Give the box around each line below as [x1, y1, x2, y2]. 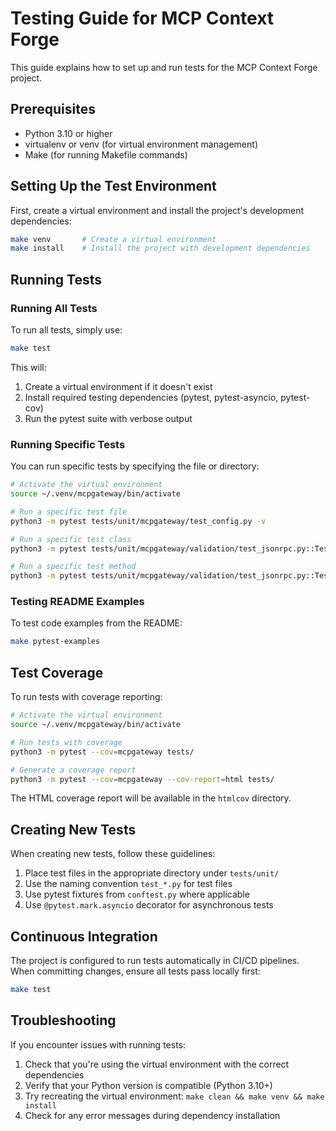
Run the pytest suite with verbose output [24, 412, 193, 424]
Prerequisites [10, 101, 96, 118]
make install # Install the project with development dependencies [10, 243, 311, 254]
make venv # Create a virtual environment [10, 234, 217, 244]
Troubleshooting [10, 1012, 117, 1029]
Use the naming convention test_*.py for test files [24, 878, 233, 890]
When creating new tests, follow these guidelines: [10, 848, 216, 860]
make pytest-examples [10, 637, 101, 647]
